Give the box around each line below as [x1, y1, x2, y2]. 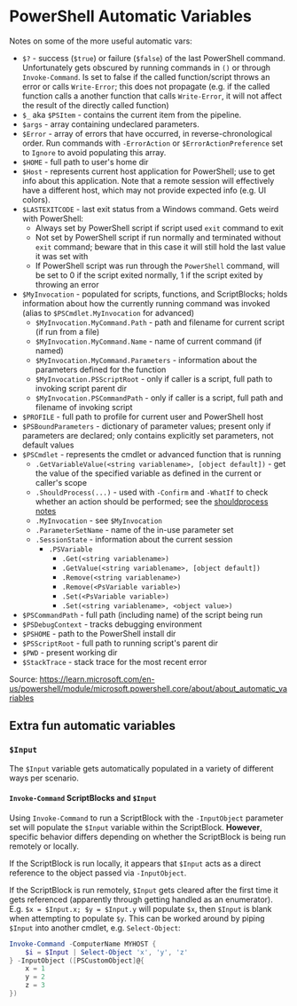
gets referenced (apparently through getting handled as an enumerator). [9, 894, 273, 905]
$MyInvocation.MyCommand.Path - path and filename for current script [35, 317, 285, 328]
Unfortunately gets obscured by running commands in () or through [21, 62, 271, 73]
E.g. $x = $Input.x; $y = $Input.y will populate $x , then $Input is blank [9, 903, 272, 914]
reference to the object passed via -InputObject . [9, 867, 187, 878]
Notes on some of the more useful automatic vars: [9, 36, 192, 46]
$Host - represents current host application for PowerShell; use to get [21, 166, 276, 177]
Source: [9, 673, 38, 685]
